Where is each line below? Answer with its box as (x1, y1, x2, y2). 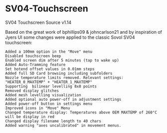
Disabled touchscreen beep (5, 53, 61, 59)
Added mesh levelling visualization (5, 92, 81, 97)
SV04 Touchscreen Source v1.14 (5, 19, 72, 25)
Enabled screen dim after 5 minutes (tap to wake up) (5, 58, 120, 63)
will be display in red (5, 114, 55, 119)
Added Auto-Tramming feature (5, 62, 66, 67)
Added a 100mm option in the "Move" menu (5, 49, 93, 54)
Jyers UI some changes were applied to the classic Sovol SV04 (5, 34, 135, 40)
